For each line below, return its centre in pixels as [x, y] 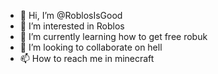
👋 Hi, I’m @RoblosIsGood [71, 15]
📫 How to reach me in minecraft [87, 58]
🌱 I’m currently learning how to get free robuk [113, 36]
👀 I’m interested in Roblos [72, 26]
